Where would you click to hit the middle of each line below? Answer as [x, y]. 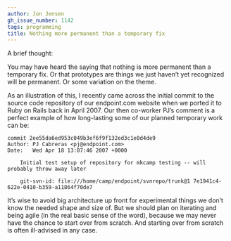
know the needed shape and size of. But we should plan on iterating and [112, 208]
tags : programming [34, 27]
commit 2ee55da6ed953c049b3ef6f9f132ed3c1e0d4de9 [82, 138]
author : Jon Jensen [36, 14]
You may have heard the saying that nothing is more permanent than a [109, 67]
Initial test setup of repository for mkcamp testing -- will [113, 163]
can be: [18, 125]
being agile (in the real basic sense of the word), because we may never [112, 216]
